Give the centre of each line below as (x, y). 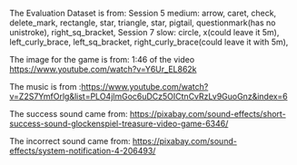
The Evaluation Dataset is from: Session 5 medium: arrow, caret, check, (143, 13)
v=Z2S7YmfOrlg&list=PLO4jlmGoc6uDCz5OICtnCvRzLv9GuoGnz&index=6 (148, 96)
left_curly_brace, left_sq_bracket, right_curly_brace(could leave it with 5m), (149, 42)
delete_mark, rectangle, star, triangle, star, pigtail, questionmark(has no (143, 23)
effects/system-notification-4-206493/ (83, 150)
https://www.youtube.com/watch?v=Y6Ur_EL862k (103, 69)
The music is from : (45, 87)
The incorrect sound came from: (70, 141)
